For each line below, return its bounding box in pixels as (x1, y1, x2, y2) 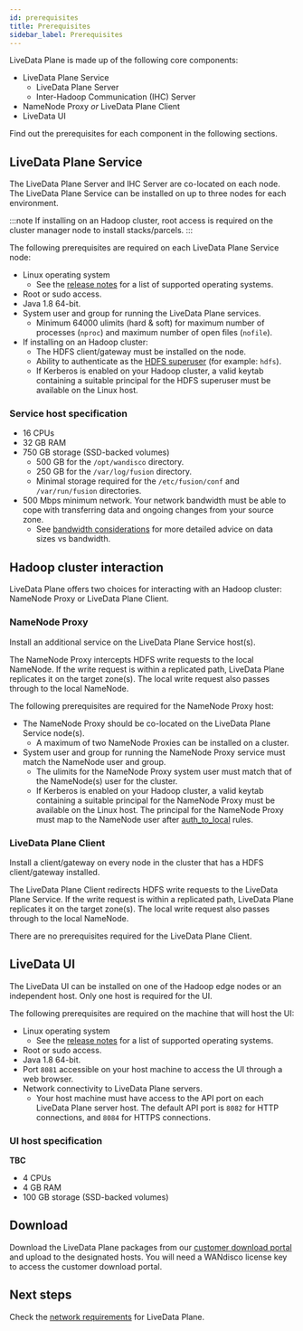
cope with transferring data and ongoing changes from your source (22, 505, 274, 515)
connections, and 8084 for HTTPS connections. (35, 1111, 211, 1122)
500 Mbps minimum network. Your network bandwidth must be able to (22, 495, 287, 506)
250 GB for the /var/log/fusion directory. (35, 467, 193, 477)
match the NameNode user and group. (22, 756, 166, 767)
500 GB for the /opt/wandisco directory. (35, 457, 185, 467)
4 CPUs (22, 1173, 52, 1183)
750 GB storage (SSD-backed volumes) (22, 447, 170, 458)
